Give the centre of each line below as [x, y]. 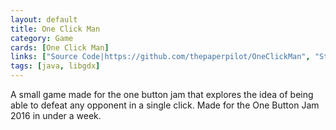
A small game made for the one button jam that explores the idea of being [162, 94]
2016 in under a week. [56, 115]
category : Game [42, 38]
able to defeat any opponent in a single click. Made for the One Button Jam [165, 105]
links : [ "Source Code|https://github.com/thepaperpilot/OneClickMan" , [160, 57]
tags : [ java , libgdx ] [55, 66]
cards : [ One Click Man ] [60, 47]
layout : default [44, 19]
